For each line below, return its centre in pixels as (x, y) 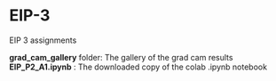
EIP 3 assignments (43, 40)
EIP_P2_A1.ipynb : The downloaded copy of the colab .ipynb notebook (138, 67)
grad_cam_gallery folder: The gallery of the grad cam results (121, 57)
